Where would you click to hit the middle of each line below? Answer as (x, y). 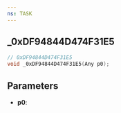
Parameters (33, 86)
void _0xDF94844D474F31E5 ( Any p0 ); (58, 64)
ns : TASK (20, 14)
